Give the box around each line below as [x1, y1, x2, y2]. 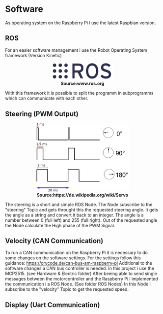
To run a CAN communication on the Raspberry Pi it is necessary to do [5, 250, 148, 256]
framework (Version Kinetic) [5, 52, 62, 58]
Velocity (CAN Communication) [5, 237, 104, 245]
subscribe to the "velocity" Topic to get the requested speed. [5, 286, 129, 292]
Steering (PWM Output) [5, 109, 79, 118]
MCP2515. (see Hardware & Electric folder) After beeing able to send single [5, 271, 157, 277]
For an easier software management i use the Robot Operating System [5, 47, 147, 53]
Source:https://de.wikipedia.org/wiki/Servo [36, 192, 129, 198]
